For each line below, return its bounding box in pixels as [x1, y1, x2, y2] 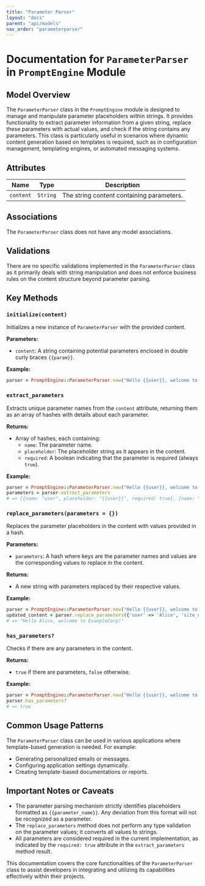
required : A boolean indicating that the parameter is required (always [24, 454, 198, 461]
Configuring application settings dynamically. [15, 761, 129, 769]
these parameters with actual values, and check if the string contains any [6, 125, 190, 133]
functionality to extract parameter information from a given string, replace [6, 119, 192, 126]
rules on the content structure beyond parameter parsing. [6, 275, 151, 282]
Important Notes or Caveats [6, 786, 114, 796]
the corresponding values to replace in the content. [15, 559, 145, 567]
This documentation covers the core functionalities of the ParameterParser [6, 859, 193, 866]
